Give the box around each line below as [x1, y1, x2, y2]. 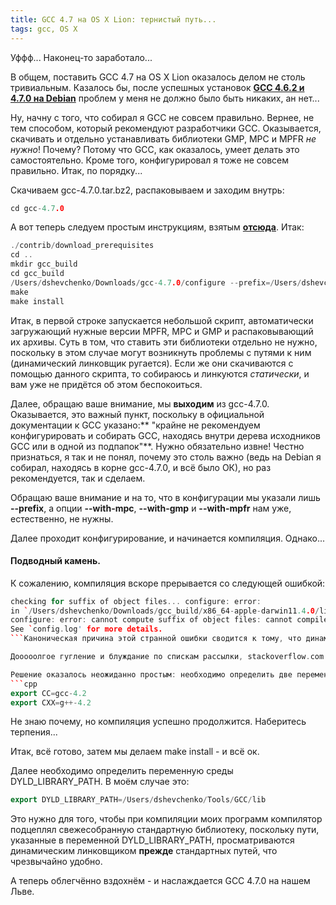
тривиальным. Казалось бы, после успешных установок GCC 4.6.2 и [10, 81, 305, 93]
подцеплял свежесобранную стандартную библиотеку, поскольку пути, [10, 824, 320, 836]
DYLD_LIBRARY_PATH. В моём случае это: [10, 776, 190, 788]
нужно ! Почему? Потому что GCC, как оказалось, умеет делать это [10, 143, 300, 155]
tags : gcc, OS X [10, 24, 78, 34]
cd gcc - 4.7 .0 [10, 203, 65, 213]
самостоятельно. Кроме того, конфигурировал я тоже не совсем [10, 154, 290, 166]
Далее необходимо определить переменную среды [10, 765, 234, 777]
